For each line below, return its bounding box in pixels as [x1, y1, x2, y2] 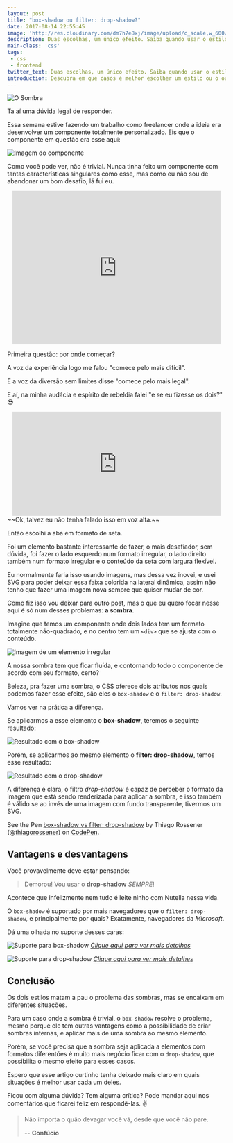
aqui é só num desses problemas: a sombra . [7, 606, 135, 615]
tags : [7, 49, 23, 56]
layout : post [7, 10, 45, 17]
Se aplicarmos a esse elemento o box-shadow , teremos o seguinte [7, 717, 200, 725]
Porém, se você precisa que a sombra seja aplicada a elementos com [7, 1042, 206, 1051]
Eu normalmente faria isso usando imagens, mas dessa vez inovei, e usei [7, 571, 216, 579]
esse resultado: [7, 758, 52, 767]
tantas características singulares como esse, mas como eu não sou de [7, 169, 209, 178]
